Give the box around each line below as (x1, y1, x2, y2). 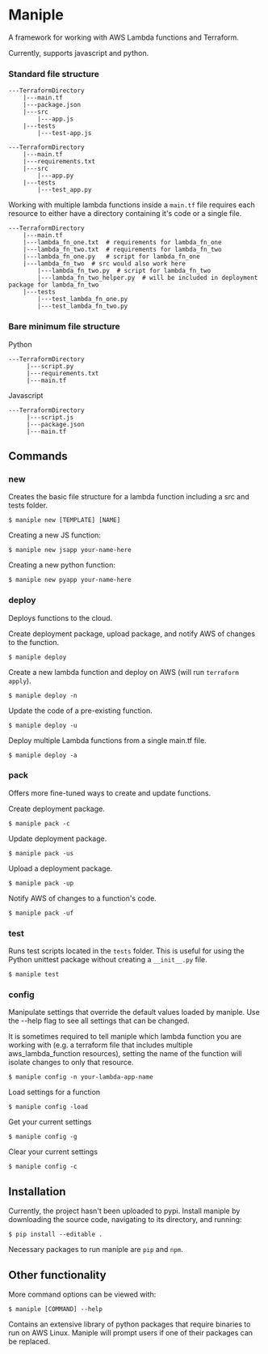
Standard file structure (8, 68, 99, 79)
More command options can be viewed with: (8, 1289, 157, 1300)
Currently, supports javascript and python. (8, 48, 149, 57)
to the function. (8, 637, 60, 647)
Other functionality (8, 1268, 107, 1282)
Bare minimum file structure (8, 321, 121, 333)
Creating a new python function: (8, 560, 115, 570)
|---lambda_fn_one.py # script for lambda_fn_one (23, 253, 200, 261)
